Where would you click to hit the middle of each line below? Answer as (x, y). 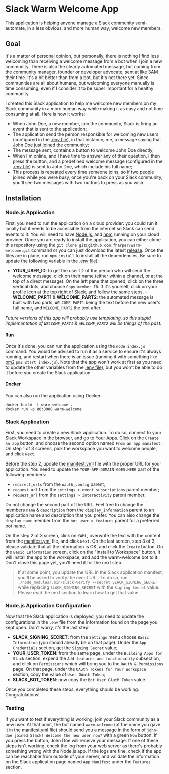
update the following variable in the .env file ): (52, 261)
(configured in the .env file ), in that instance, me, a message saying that (87, 139)
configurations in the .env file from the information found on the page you (81, 622)
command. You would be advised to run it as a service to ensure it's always (83, 351)
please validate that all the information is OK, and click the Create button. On (84, 547)
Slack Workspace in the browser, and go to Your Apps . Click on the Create (82, 438)
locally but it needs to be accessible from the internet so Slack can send (80, 229)
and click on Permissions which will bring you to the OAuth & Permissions (88, 664)
